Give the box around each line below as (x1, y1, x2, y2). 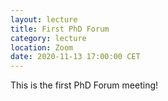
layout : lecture (10, 14, 78, 25)
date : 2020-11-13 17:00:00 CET (10, 52, 141, 62)
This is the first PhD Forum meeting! (10, 79, 159, 91)
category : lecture (10, 33, 87, 43)
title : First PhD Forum (10, 24, 110, 34)
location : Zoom (10, 42, 74, 53)
